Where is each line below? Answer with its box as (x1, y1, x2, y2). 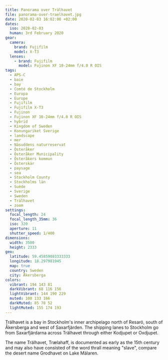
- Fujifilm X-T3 (9, 105, 43, 110)
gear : (5, 36, 16, 41)
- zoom (9, 203, 23, 208)
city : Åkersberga (9, 272, 46, 278)
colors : (5, 277, 21, 282)
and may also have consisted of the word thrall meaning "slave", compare (5, 344, 157, 350)
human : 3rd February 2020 (9, 31, 64, 36)
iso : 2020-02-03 (9, 26, 43, 31)
